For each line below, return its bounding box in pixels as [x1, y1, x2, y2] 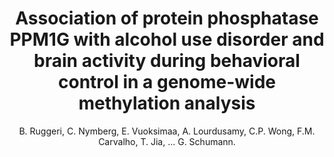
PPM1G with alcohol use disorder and [9, 28, 325, 51]
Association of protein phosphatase [15, 7, 319, 30]
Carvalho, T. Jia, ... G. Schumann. [98, 135, 236, 147]
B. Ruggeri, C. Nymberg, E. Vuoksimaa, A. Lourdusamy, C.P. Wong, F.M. [18, 125, 316, 137]
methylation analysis [78, 92, 256, 115]
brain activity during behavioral [33, 50, 301, 72]
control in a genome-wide [57, 71, 276, 94]
